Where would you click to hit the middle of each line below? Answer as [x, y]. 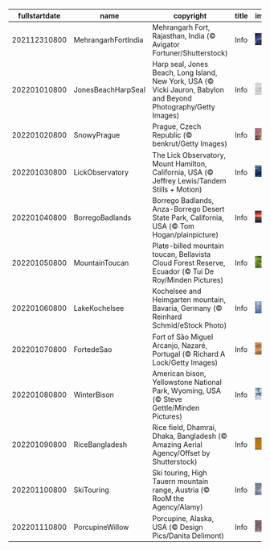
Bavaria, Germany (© [187, 308]
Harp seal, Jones [180, 64]
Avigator [166, 44]
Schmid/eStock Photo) [190, 325]
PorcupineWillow [101, 527]
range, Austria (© [181, 490]
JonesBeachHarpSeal [110, 90]
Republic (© [172, 135]
